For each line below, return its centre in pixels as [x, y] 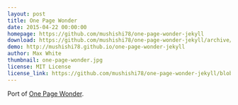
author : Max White [34, 54]
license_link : [28, 73]
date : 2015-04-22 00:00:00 [47, 27]
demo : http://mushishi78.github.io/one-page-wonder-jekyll [96, 47]
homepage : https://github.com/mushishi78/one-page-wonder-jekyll [106, 34]
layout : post [27, 14]
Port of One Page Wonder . [46, 94]
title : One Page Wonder [42, 21]
